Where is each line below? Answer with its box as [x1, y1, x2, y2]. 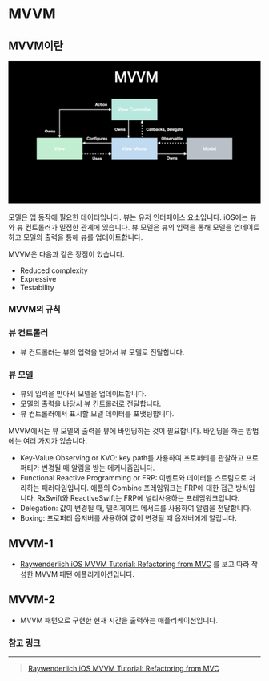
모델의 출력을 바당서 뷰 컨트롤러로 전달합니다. [19, 399, 162, 409]
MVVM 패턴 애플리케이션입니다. [34, 569, 134, 578]
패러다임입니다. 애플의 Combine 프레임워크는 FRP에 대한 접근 [41, 483, 235, 493]
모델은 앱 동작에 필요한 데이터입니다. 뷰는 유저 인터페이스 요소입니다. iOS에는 [8, 212, 248, 221]
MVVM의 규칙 [8, 304, 62, 315]
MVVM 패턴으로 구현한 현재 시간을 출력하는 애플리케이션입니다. [19, 615, 219, 625]
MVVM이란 [8, 39, 64, 52]
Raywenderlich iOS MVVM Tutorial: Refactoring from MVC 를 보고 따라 [19, 559, 250, 569]
